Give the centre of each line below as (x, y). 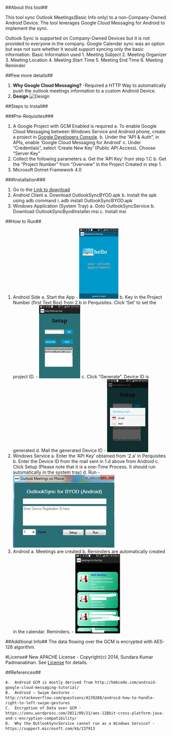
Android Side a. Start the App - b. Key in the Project (88, 297)
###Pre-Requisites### (30, 116)
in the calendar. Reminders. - (43, 632)
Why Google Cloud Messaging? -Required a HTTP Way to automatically (89, 85)
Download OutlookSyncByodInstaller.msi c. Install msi (70, 211)
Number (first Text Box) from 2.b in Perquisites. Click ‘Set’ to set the (84, 303)
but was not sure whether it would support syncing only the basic (74, 49)
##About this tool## (26, 7)
